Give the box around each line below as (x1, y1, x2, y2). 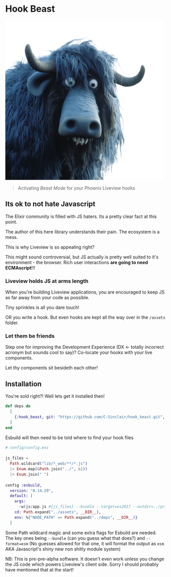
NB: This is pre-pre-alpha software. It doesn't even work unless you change (5, 556, 164, 562)
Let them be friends (5, 332, 55, 340)
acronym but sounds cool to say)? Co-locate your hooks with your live (5, 349, 153, 355)
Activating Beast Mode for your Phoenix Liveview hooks (17, 185, 135, 191)
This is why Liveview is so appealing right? (5, 244, 95, 250)
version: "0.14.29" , (10, 488, 53, 493)
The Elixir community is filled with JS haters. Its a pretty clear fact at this (5, 213, 157, 220)
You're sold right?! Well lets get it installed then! (5, 393, 105, 399)
